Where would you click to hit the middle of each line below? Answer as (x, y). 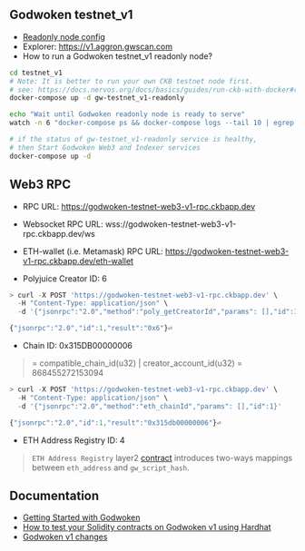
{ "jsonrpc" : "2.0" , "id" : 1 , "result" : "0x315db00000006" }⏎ (115, 423)
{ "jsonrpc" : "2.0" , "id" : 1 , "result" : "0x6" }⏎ (91, 329)
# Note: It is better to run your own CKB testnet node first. (132, 81)
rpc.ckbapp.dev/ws (59, 233)
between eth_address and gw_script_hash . (110, 467)
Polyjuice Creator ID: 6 (64, 278)
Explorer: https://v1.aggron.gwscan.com (97, 46)
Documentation (54, 495)
